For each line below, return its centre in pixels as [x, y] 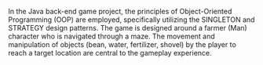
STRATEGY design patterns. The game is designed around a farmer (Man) [128, 28]
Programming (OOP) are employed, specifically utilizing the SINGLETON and [131, 20]
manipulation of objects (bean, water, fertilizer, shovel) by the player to [122, 45]
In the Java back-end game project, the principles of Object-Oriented [120, 11]
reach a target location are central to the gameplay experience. [110, 53]
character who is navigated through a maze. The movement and [112, 36]
